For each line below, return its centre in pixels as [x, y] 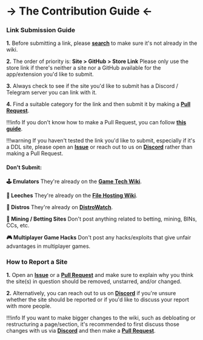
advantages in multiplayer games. [48, 246]
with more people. [29, 306]
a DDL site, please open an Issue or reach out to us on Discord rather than [99, 147]
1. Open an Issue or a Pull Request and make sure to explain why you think [100, 275]
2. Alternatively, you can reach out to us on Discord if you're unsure [91, 293]
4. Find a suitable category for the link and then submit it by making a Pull [98, 104]
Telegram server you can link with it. [52, 93]
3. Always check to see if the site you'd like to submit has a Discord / [92, 86]
